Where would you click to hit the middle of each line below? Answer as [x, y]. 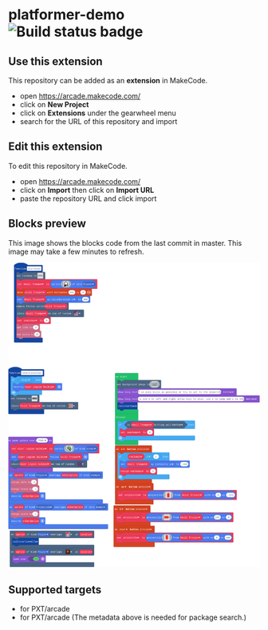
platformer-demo [67, 15]
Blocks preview [47, 224]
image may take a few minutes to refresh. [76, 251]
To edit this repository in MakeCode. [68, 166]
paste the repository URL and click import [88, 199]
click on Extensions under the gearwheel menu [98, 113]
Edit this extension [55, 147]
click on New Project [54, 104]
